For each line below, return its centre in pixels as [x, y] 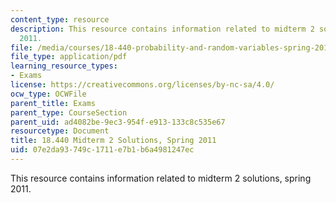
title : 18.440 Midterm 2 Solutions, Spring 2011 [113, 141]
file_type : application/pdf [69, 57]
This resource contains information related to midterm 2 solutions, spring [161, 178]
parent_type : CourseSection [69, 112]
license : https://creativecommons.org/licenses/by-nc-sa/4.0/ [142, 85]
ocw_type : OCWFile [48, 94]
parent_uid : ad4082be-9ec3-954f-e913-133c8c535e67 [118, 122]
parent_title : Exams [53, 103]
